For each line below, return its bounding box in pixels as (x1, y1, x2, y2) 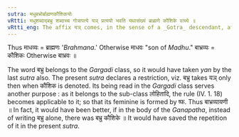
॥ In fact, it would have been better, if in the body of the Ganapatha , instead (7, 106, 231, 114)
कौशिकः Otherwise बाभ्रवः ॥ (7, 51, 77, 60)
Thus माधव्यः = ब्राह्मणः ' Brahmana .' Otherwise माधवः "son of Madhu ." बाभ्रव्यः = (7, 44, 216, 52)
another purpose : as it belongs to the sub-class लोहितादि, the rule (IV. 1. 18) (7, 90, 223, 98)
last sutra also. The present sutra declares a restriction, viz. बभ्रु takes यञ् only (7, 73, 231, 82)
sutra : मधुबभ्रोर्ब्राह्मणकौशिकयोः (7, 10, 73, 18)
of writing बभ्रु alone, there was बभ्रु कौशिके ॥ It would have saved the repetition (7, 113, 228, 122)
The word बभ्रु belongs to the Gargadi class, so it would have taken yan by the (7, 66, 232, 74)
